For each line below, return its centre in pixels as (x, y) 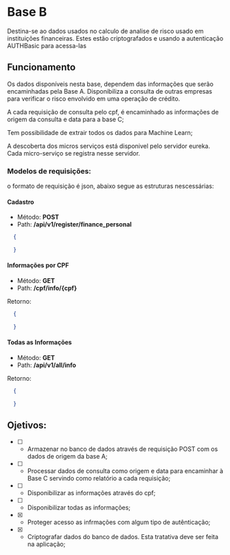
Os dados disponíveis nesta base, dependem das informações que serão (111, 84)
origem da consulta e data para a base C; (66, 119)
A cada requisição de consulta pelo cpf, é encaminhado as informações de (113, 112)
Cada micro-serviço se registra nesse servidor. (74, 153)
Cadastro (21, 202)
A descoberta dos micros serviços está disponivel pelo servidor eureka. (109, 146)
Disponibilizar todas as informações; (79, 507)
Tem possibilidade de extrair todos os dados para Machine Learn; (100, 132)
